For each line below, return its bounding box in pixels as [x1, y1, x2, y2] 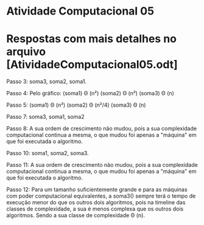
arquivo [6, 45, 46, 59]
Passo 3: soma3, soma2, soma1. [6, 78, 87, 86]
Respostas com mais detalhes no [6, 32, 177, 46]
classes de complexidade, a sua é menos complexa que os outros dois [6, 205, 184, 213]
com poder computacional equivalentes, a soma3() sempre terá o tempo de [6, 192, 196, 200]
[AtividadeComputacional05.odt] [6, 58, 178, 72]
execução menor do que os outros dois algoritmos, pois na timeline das [6, 199, 186, 206]
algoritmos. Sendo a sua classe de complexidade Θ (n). [6, 212, 145, 219]
